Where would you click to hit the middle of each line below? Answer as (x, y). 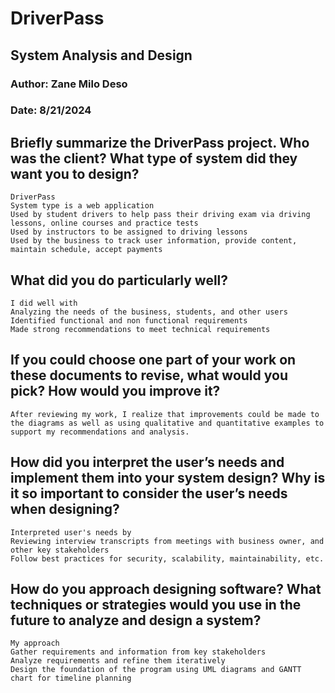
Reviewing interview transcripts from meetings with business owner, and (167, 541)
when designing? (65, 509)
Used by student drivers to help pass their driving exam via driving (160, 215)
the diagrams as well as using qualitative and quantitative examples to (167, 423)
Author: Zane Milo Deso (69, 84)
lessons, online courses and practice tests (104, 223)
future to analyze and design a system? (136, 620)
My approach (35, 643)
